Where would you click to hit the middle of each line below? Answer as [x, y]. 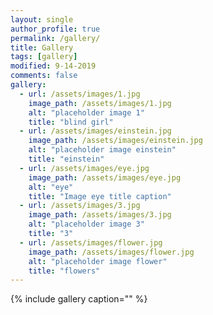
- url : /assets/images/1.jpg [80, 94]
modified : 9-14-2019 [53, 66]
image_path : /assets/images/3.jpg [100, 215]
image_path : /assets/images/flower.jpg [111, 252]
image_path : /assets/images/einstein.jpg [115, 141]
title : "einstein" [66, 159]
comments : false [44, 76]
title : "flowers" [64, 271]
